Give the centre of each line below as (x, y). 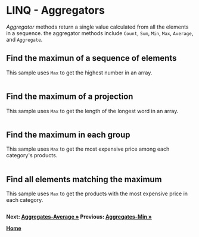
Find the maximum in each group (68, 135)
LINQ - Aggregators (56, 10)
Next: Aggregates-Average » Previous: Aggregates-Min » (79, 217)
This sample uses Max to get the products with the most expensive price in (97, 194)
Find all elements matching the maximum (84, 179)
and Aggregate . (24, 39)
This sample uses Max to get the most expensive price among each (88, 149)
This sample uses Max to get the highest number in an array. (79, 73)
